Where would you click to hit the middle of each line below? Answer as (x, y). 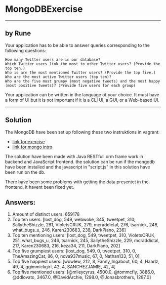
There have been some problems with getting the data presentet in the (77, 182)
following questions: (26, 50)
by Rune (18, 33)
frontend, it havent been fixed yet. (40, 187)
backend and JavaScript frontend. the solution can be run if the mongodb (80, 162)
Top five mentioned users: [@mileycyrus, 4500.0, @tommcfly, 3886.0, (83, 272)
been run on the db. (25, 172)
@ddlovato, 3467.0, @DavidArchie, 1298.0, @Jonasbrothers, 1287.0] (82, 277)
